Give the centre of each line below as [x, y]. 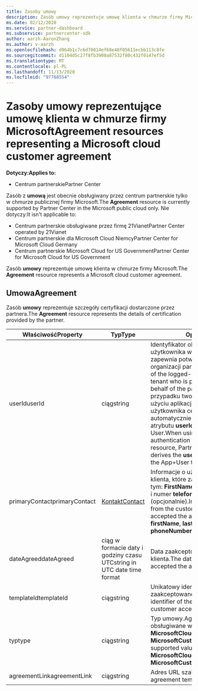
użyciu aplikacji [171, 403]
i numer [161, 494]
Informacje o [168, 472]
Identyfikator [168, 344]
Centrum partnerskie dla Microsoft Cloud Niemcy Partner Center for [96, 239]
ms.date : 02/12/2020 [32, 22]
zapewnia [164, 359]
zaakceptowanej [173, 594]
